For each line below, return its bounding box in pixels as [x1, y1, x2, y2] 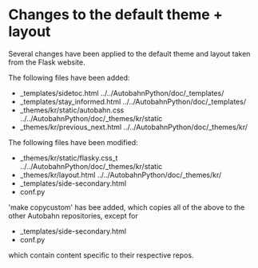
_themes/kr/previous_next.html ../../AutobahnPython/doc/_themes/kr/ [19, 122, 248, 132]
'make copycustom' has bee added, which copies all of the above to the [8, 202, 245, 212]
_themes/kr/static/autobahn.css [19, 105, 125, 115]
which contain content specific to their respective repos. [8, 250, 194, 260]
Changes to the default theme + [8, 6, 224, 24]
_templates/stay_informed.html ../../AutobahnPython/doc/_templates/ [19, 97, 246, 106]
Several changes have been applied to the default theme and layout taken [8, 49, 251, 58]
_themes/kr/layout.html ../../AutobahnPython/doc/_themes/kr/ [19, 170, 222, 179]
